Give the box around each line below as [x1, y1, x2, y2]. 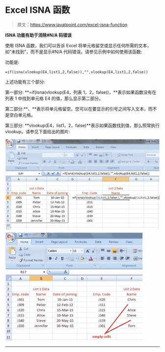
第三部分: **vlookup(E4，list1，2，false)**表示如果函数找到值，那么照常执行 [5, 122, 160, 128]
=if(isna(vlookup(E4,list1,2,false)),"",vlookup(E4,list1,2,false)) [5, 69, 148, 74]
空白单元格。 [9, 112, 35, 118]
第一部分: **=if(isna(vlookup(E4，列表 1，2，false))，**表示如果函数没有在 [5, 89, 157, 95]
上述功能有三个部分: [5, 79, 46, 85]
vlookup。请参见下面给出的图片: [5, 128, 70, 134]
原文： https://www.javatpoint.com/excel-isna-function [17, 22, 128, 28]
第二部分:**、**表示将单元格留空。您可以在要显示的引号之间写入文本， [5, 106, 149, 112]
